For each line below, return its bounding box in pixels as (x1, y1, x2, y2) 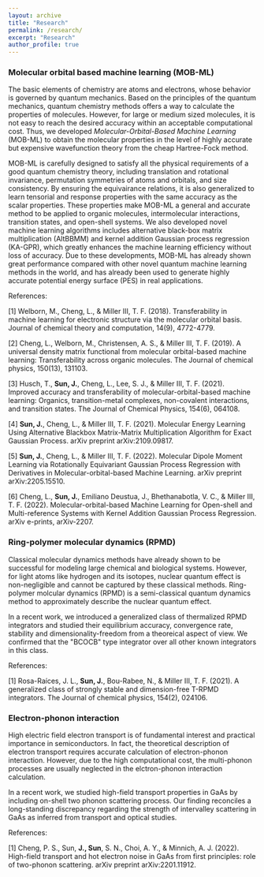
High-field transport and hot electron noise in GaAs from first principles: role (8, 852, 256, 861)
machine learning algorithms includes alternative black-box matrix (8, 226, 223, 235)
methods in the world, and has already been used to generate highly (8, 267, 230, 277)
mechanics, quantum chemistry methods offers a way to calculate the (8, 102, 235, 111)
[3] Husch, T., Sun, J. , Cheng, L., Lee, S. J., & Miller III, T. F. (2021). (8, 379, 225, 389)
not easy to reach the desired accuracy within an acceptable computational (8, 118, 254, 128)
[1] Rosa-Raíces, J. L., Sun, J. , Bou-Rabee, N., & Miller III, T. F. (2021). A (8, 676, 240, 685)
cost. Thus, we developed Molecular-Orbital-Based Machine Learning (8, 127, 236, 136)
